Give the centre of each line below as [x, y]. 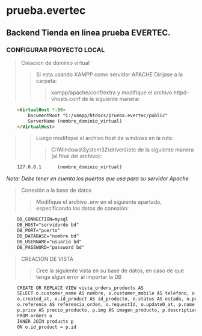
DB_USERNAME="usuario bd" [50, 242]
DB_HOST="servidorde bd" [48, 225]
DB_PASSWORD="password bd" [51, 247]
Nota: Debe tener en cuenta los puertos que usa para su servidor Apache [98, 179]
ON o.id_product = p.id [47, 327]
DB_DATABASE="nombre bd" [48, 236]
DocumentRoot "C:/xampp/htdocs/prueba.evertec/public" [98, 115]
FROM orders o [35, 316]
